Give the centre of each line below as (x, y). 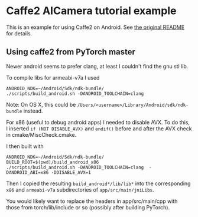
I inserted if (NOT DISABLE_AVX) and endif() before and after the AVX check (99, 129)
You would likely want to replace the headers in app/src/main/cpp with (92, 201)
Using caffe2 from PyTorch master (71, 52)
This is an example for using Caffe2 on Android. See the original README (95, 27)
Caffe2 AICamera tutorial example (91, 11)
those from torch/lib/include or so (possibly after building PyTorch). (88, 207)
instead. (33, 111)
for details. (19, 33)
